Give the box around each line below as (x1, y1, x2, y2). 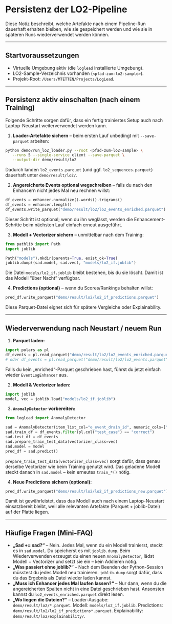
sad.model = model (5, 444, 45, 449)
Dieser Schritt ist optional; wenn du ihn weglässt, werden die (5, 216, 133, 222)
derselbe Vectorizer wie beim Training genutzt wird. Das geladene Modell (5, 463, 160, 470)
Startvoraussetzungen (5, 51, 79, 60)
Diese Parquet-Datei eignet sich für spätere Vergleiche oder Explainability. (5, 304, 162, 310)
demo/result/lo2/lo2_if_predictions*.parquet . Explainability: (12, 608, 143, 614)
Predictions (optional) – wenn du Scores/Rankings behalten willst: (12, 285, 153, 291)
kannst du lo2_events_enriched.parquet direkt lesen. (12, 591, 124, 597)
